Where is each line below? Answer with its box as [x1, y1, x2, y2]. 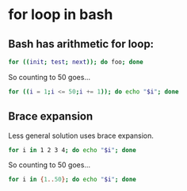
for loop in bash [8, 6, 113, 24]
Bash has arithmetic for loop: [8, 37, 155, 51]
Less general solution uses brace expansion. [8, 131, 155, 140]
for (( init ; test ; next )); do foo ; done [8, 58, 144, 66]
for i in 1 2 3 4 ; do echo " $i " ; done [8, 146, 136, 154]
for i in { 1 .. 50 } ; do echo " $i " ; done [8, 176, 136, 184]
